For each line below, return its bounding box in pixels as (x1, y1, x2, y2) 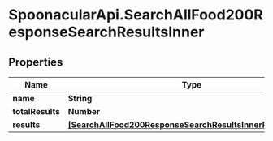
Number (67, 106, 101, 117)
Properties (8, 55, 63, 69)
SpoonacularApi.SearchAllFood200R (8, 6, 264, 24)
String (67, 93, 93, 104)
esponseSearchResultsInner (8, 23, 205, 41)
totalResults (12, 106, 61, 117)
